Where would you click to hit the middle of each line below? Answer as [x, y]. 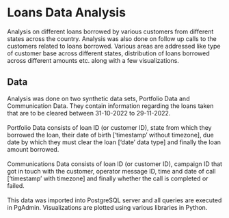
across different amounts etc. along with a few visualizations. [93, 60]
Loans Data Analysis [67, 13]
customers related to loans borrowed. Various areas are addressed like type [114, 46]
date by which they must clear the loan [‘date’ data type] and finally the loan [114, 142]
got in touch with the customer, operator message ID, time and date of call [111, 171]
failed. [16, 185]
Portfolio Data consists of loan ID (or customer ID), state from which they [109, 127]
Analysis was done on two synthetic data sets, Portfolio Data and [98, 98]
